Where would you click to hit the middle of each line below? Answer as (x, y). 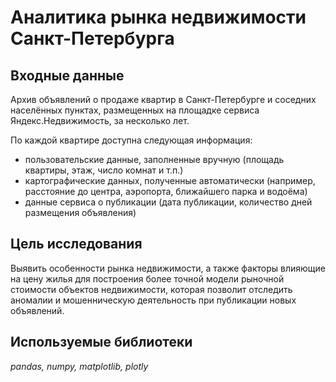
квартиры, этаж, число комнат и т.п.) (104, 170)
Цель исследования (76, 244)
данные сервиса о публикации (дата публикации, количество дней (168, 202)
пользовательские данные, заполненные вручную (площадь (154, 159)
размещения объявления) (80, 212)
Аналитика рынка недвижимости (158, 17)
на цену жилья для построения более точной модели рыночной (147, 278)
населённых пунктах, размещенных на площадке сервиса (135, 110)
